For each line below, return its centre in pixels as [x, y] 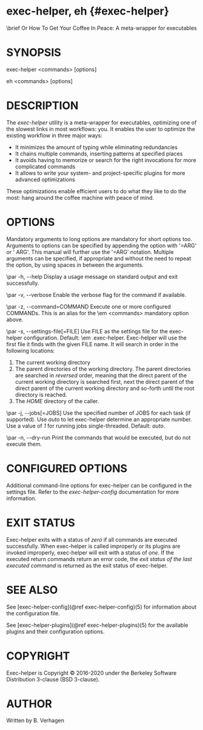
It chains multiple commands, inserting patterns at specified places [99, 154]
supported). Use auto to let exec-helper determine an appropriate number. [99, 419]
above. [15, 319]
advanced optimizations [45, 179]
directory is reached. [41, 394]
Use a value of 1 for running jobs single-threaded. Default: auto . [86, 426]
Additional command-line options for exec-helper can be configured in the [99, 485]
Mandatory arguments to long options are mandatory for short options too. [99, 239]
